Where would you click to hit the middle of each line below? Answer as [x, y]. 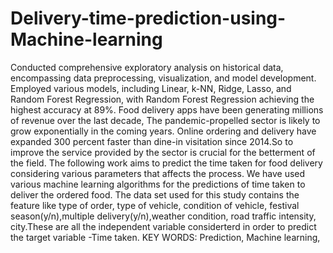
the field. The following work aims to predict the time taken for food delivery [166, 163]
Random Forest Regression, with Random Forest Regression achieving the [162, 99]
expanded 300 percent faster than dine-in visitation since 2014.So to [152, 141]
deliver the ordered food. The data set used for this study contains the [155, 194]
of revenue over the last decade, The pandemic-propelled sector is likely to [165, 120]
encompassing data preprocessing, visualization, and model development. [163, 78]
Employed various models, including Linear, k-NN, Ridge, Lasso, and [151, 88]
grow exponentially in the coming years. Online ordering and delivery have [163, 131]
